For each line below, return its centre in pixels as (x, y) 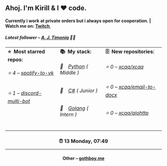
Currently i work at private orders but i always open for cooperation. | (78, 21)
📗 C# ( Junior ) (79, 90)
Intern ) (68, 114)
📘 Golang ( (74, 108)
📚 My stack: (76, 52)
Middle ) (70, 73)
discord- (31, 93)
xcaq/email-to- (137, 87)
